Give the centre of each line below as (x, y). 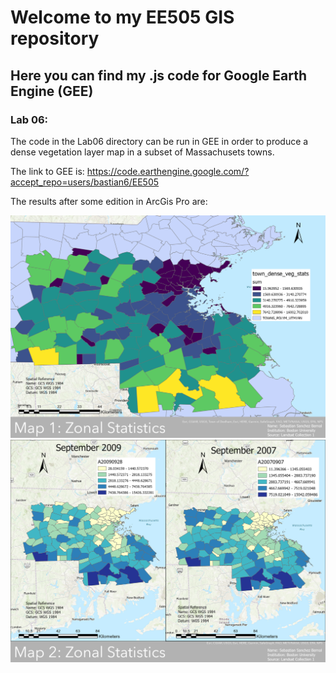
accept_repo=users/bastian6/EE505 (85, 182)
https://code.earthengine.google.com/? (168, 171)
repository (55, 38)
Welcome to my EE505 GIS (122, 17)
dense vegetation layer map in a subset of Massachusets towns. (142, 152)
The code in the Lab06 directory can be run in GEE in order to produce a (159, 141)
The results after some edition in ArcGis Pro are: (109, 201)
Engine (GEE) (52, 91)
